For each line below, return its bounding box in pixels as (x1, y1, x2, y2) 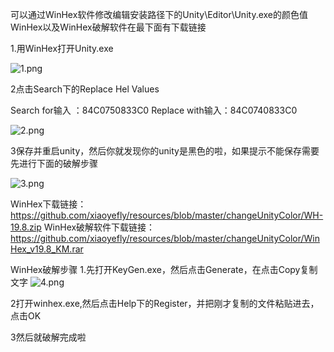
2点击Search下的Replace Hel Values (10, 83, 160, 95)
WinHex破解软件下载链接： (43, 221, 156, 233)
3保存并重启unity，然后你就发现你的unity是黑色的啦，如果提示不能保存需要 (10, 145, 320, 157)
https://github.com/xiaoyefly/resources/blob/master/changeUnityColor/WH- (10, 209, 324, 221)
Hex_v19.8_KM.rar (10, 243, 84, 255)
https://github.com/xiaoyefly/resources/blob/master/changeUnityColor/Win (10, 233, 320, 244)
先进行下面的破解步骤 (10, 158, 98, 169)
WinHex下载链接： (10, 198, 87, 210)
